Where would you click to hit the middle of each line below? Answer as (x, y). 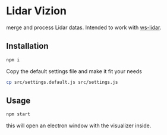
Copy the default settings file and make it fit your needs (74, 71)
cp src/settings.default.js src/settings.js (62, 82)
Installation (27, 46)
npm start (18, 114)
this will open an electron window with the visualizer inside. (79, 125)
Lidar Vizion (37, 11)
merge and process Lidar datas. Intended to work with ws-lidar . (84, 27)
